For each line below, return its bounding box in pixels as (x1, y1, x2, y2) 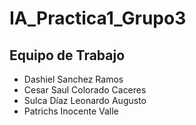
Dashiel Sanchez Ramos (23, 73, 124, 85)
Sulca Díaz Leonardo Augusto (23, 95, 147, 106)
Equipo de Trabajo (9, 47, 126, 64)
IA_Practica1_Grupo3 (9, 7, 187, 30)
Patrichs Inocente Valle (23, 105, 119, 117)
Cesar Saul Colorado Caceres (23, 84, 147, 96)
